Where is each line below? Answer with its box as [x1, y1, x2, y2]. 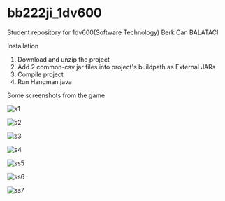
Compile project [17, 70, 64, 78]
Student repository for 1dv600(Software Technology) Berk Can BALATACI [7, 28, 219, 36]
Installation [7, 41, 39, 50]
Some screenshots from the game [7, 91, 106, 99]
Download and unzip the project [17, 55, 110, 64]
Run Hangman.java [17, 77, 72, 85]
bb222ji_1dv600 [7, 5, 103, 21]
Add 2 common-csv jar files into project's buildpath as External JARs [17, 62, 216, 71]
